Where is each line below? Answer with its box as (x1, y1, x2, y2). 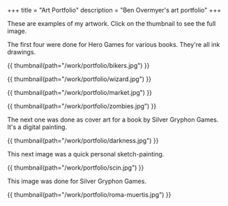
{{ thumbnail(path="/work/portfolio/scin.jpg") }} (7, 163, 144, 172)
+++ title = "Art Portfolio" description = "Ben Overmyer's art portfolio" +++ (7, 6, 222, 14)
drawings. (7, 48, 36, 56)
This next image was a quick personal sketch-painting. (7, 150, 165, 158)
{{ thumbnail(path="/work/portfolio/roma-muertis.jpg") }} (7, 191, 172, 198)
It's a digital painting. (7, 123, 68, 131)
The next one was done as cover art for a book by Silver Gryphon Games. (7, 115, 219, 124)
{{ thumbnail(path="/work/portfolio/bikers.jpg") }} (7, 61, 150, 69)
